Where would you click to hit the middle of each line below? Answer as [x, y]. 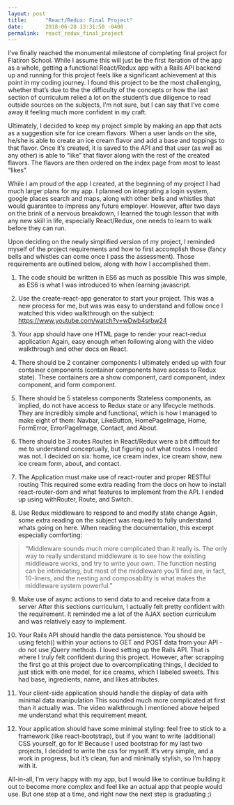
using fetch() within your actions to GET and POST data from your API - [120, 642]
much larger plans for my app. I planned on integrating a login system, [109, 191]
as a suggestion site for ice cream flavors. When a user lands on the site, [112, 133]
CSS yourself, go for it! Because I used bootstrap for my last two [110, 744]
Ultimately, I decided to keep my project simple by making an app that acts [115, 126]
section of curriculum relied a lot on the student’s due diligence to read [109, 98]
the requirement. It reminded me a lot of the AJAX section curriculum [117, 614]
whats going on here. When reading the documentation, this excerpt [116, 528]
